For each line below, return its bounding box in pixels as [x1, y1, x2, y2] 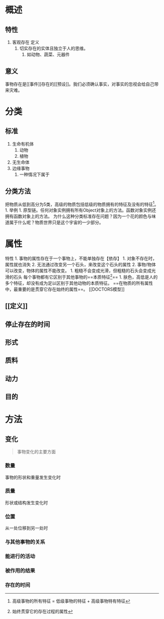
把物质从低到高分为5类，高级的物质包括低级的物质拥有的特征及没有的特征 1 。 [5, 200, 159, 207]
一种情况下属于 [19, 171, 50, 177]
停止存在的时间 [5, 320, 50, 328]
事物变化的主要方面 [17, 449, 56, 455]
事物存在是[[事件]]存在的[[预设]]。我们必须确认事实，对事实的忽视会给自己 [5, 81, 155, 87]
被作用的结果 [5, 567, 36, 574]
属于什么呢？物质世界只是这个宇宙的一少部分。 [9, 219, 103, 225]
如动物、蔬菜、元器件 [26, 52, 70, 57]
